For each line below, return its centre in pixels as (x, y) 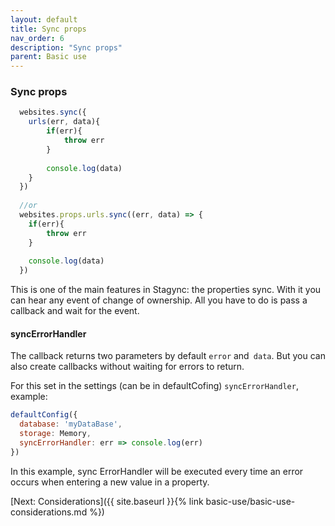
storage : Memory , (55, 434)
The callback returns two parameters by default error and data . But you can (168, 356)
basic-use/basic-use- (250, 501)
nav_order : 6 (37, 38)
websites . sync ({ (53, 112)
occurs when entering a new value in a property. (110, 482)
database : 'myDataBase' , (71, 424)
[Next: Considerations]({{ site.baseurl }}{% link (107, 501)
